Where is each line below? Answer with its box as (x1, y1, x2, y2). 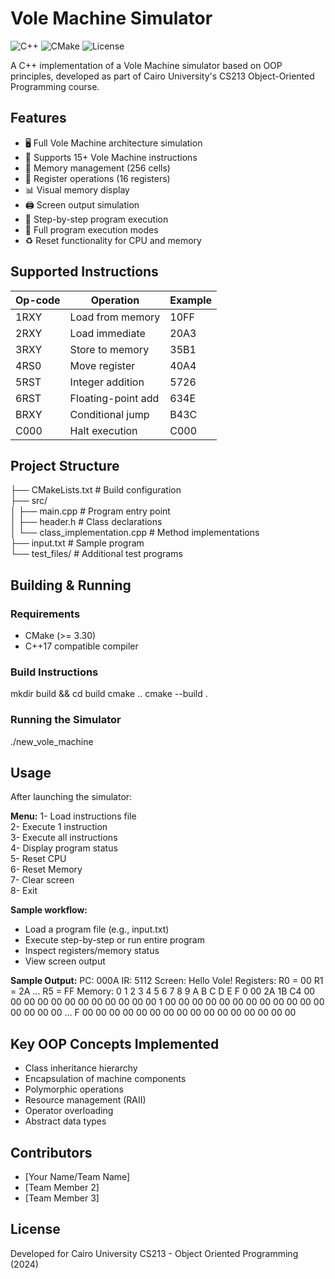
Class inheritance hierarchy (24, 1062, 138, 1074)
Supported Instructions (10, 263, 159, 281)
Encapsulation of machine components (24, 1073, 187, 1085)
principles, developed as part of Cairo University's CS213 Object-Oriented (10, 70, 315, 82)
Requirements (10, 607, 81, 621)
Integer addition (69, 375, 145, 389)
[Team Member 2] (24, 1182, 100, 1194)
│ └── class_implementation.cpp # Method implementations (10, 527, 260, 539)
